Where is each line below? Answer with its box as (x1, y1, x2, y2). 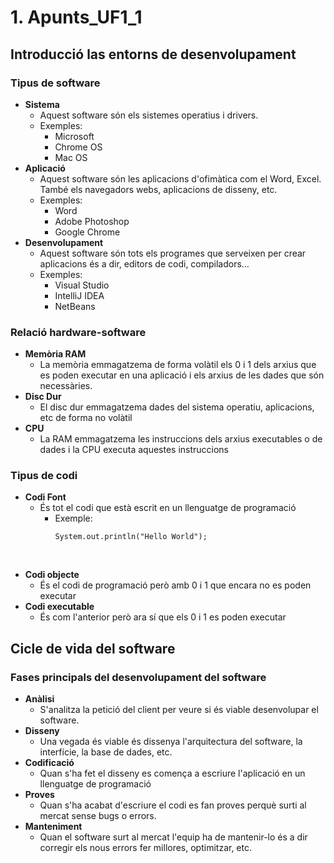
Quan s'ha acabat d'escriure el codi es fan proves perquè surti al (39, 799, 307, 811)
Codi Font (24, 491, 67, 503)
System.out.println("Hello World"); (54, 532, 208, 542)
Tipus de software (10, 76, 101, 90)
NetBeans (54, 300, 96, 312)
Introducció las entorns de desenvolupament (10, 46, 297, 63)
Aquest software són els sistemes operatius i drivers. (39, 109, 259, 121)
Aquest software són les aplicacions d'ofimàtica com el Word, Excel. (39, 172, 322, 185)
